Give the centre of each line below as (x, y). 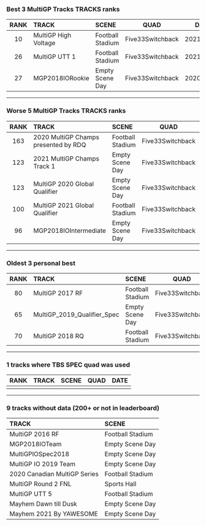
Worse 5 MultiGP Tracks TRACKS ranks (66, 111)
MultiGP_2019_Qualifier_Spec (76, 314)
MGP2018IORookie (62, 78)
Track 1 (44, 166)
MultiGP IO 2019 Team (42, 464)
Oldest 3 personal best (41, 263)
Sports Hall (120, 484)
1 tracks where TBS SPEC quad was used (68, 365)
